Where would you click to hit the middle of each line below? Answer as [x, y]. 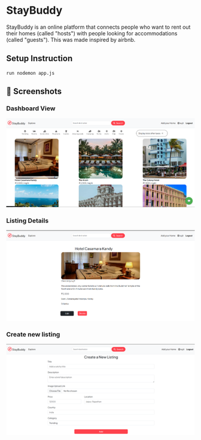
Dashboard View [31, 108]
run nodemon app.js [31, 73]
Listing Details [28, 220]
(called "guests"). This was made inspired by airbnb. [71, 40]
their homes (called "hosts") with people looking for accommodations [92, 33]
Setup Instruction [39, 58]
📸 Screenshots [34, 91]
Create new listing [33, 334]
